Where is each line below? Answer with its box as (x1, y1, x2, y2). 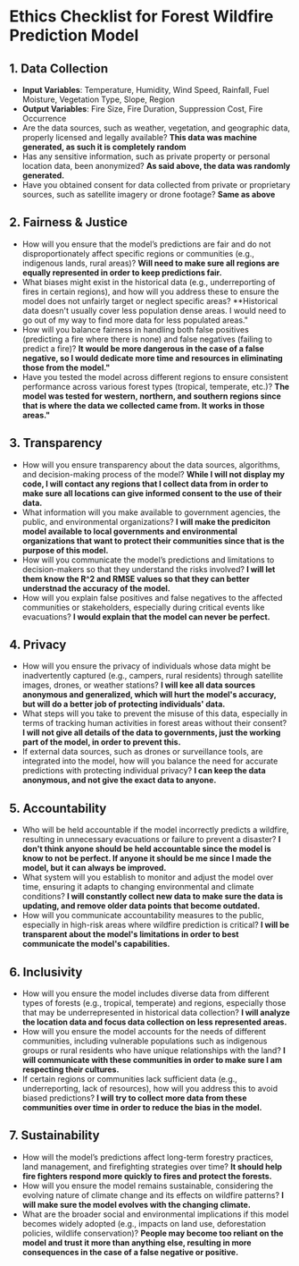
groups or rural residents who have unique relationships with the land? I (21, 1045, 286, 1056)
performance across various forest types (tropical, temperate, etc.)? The (21, 381, 290, 392)
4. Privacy (9, 637, 67, 653)
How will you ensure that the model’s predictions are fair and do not (21, 239, 271, 249)
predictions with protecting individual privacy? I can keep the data (21, 765, 266, 776)
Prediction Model (9, 25, 139, 46)
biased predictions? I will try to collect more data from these (21, 1093, 247, 1103)
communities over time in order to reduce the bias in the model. (21, 1102, 262, 1113)
